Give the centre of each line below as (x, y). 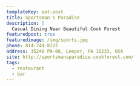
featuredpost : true (31, 35)
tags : (13, 62)
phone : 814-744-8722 (32, 46)
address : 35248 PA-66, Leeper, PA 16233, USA (65, 51)
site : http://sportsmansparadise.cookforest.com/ (70, 57)
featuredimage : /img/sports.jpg (47, 40)
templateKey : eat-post (35, 12)
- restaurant (28, 68)
